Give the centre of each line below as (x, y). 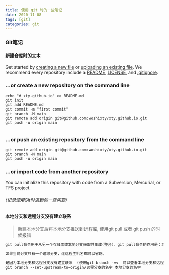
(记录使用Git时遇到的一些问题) (36, 200)
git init (14, 100)
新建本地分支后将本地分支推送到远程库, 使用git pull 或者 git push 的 (87, 229)
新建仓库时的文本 (23, 56)
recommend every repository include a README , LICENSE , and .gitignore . (82, 72)
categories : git (22, 24)
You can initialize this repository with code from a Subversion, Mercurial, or (83, 183)
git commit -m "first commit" (37, 109)
